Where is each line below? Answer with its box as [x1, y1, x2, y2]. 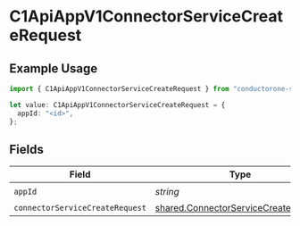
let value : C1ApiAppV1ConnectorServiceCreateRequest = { [9, 100, 226, 109]
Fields [9, 141, 45, 157]
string [154, 185, 180, 197]
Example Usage [9, 61, 98, 76]
